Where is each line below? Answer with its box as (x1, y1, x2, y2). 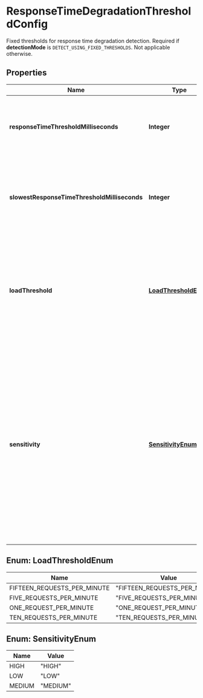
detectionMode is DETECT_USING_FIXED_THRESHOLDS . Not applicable (6, 44, 170, 51)
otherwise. (6, 50, 33, 57)
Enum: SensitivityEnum (6, 634, 97, 644)
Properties (6, 68, 47, 78)
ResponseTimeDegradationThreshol (6, 4, 192, 18)
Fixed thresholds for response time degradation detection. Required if (6, 37, 179, 44)
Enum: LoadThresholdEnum (6, 555, 114, 566)
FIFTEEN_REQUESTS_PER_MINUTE (9, 583, 110, 592)
